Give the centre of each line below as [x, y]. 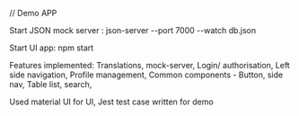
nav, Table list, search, [51, 84]
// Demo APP [33, 13]
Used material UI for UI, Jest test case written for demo [111, 102]
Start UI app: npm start [52, 48]
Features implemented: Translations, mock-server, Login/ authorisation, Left [149, 65]
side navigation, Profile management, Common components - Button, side [146, 75]
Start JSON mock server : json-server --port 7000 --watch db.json [133, 30]
